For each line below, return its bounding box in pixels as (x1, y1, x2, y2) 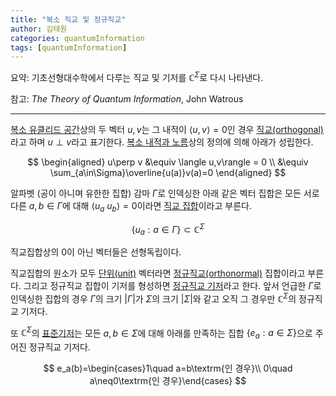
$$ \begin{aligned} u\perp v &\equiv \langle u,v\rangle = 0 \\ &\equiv (27, 156, 309, 168)
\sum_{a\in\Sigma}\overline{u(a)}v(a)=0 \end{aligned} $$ (49, 166, 287, 178)
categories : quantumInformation (10, 33, 145, 43)
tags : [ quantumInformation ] (10, 42, 128, 53)
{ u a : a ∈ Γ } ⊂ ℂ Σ (131, 221, 205, 238)
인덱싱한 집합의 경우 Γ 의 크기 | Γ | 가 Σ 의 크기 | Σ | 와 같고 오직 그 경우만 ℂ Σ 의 (10, 291, 297, 305)
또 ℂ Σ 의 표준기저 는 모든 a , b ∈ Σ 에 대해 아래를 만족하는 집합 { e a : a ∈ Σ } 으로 (10, 325, 313, 341)
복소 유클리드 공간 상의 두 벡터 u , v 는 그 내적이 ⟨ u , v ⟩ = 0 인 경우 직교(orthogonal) (10, 123, 324, 135)
